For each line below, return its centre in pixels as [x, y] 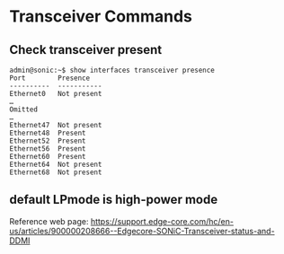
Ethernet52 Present [48, 141]
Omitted [24, 109]
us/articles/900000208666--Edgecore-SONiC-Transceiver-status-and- [142, 231]
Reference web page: [49, 221]
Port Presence [50, 78]
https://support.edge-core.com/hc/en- [162, 221]
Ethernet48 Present [48, 133]
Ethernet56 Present [48, 149]
